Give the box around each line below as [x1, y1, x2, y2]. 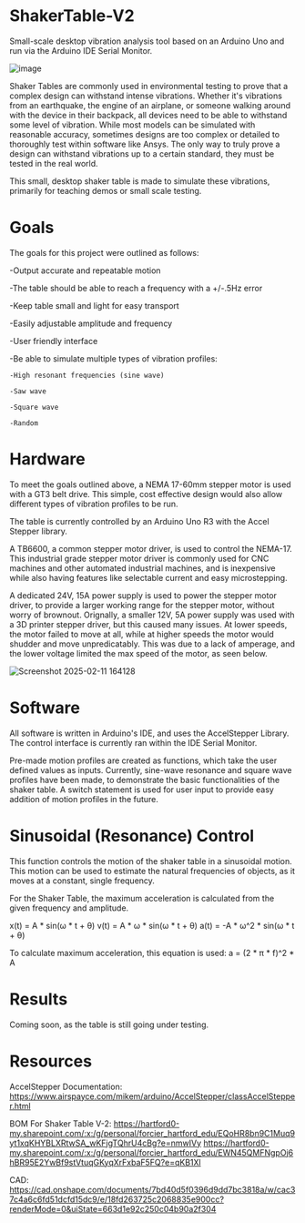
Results [9, 989, 68, 1009]
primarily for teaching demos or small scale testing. [9, 185, 202, 196]
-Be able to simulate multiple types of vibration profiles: [9, 352, 219, 364]
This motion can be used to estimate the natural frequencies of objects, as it [9, 865, 296, 876]
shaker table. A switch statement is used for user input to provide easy [9, 784, 275, 795]
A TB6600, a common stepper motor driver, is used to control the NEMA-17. [9, 543, 293, 554]
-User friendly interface [9, 335, 98, 346]
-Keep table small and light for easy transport [9, 300, 179, 311]
